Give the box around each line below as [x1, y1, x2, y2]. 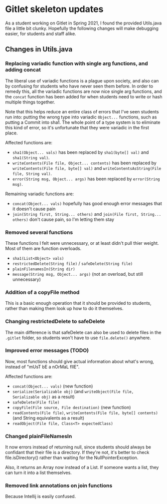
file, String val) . [12, 170, 52, 176]
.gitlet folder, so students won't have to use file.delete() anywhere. [5, 335, 151, 341]
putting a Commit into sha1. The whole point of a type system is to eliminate [5, 119, 161, 125]
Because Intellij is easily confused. [5, 494, 76, 500]
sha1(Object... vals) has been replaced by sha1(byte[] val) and [12, 149, 149, 155]
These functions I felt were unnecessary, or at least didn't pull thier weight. [5, 240, 159, 246]
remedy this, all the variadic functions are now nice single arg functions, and [5, 88, 162, 94]
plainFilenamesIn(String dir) [12, 266, 76, 272]
